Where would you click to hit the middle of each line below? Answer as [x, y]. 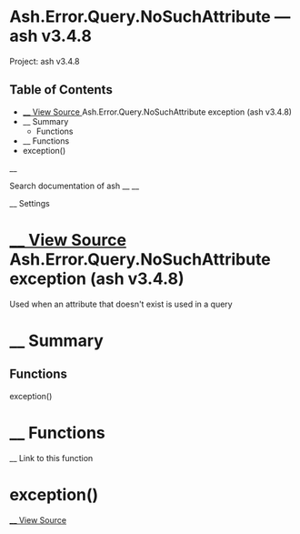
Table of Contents [61, 90]
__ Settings [30, 203]
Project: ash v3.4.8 [45, 61]
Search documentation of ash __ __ [74, 186]
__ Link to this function [51, 458]
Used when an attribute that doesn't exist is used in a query [121, 304]
